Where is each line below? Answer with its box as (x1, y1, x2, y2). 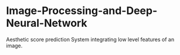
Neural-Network (6, 16, 87, 30)
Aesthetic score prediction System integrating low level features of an (6, 36, 175, 43)
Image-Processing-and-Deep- (6, 4, 158, 18)
